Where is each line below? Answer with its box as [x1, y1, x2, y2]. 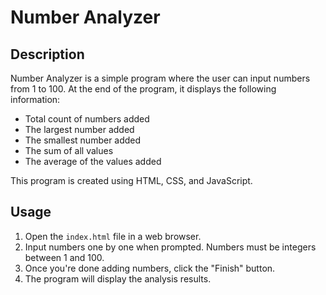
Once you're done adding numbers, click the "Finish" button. [24, 262, 276, 274]
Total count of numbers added [24, 113, 150, 125]
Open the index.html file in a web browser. [24, 230, 202, 242]
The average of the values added [24, 156, 162, 167]
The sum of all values [24, 145, 114, 156]
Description [10, 46, 85, 63]
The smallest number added [24, 134, 142, 146]
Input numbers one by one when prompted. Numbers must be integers [24, 241, 317, 253]
